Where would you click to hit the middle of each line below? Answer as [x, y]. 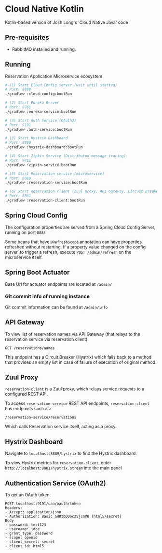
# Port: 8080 [18, 178]
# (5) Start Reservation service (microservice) [55, 174]
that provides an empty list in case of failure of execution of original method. [81, 362]
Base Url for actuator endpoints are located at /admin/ [59, 284]
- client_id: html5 [25, 546]
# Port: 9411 [18, 160]
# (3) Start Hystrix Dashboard [36, 138]
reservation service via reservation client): [47, 339]
